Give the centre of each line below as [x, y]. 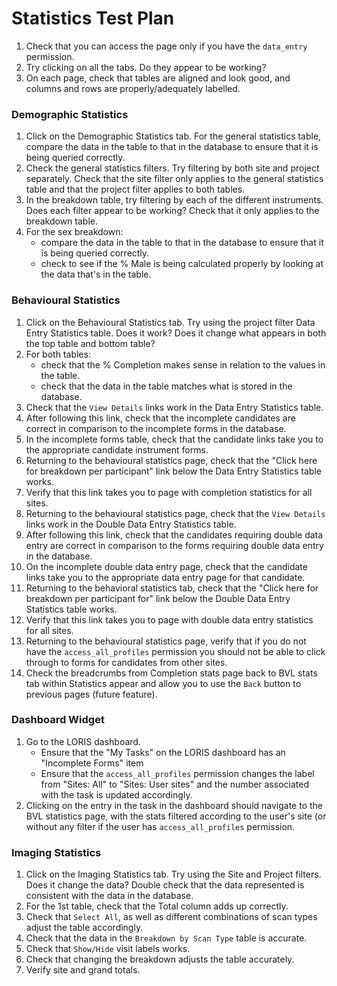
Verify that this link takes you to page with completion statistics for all [169, 492]
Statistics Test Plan [93, 18]
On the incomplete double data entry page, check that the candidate [166, 566]
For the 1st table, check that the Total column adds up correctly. [157, 906]
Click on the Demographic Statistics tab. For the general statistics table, [173, 136]
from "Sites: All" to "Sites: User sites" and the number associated [175, 784]
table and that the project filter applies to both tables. [135, 189]
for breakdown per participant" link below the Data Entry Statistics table [173, 471]
